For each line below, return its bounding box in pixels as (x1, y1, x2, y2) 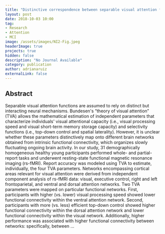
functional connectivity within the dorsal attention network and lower (5, 207, 144, 213)
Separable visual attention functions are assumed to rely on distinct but (5, 102, 149, 108)
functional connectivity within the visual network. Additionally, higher (5, 212, 145, 218)
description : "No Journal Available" (5, 58, 82, 63)
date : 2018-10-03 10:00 (5, 16, 54, 21)
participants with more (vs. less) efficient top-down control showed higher (5, 202, 156, 208)
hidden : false (5, 53, 34, 58)
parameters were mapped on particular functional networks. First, (5, 186, 138, 192)
